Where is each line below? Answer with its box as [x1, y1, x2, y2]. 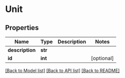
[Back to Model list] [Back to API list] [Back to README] [5, 67, 120, 73]
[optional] [90, 55, 114, 61]
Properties [5, 23, 39, 32]
